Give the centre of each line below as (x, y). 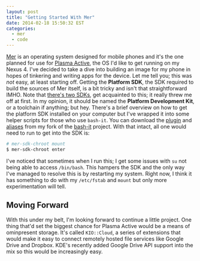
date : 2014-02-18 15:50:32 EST (45, 23)
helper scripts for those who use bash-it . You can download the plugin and (99, 120)
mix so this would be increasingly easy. (54, 251)
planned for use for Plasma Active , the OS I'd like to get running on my (93, 63)
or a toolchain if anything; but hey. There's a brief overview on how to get (97, 107)
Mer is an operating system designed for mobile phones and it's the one (95, 57)
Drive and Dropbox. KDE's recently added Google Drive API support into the (100, 245)
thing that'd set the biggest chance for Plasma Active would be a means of (98, 226)
